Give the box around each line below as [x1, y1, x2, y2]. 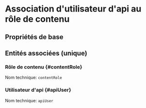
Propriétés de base [5, 33, 64, 41]
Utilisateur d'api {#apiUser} [5, 87, 71, 94]
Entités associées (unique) [5, 49, 87, 57]
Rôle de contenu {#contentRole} [5, 64, 82, 70]
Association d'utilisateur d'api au [5, 3, 142, 14]
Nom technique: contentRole [5, 75, 62, 81]
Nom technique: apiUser [5, 97, 53, 103]
